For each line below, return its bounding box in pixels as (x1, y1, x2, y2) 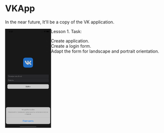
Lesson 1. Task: (51, 28, 82, 34)
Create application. (51, 38, 90, 44)
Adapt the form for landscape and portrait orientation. (51, 48, 160, 54)
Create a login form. (51, 43, 92, 49)
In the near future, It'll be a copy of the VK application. (5, 19, 115, 25)
